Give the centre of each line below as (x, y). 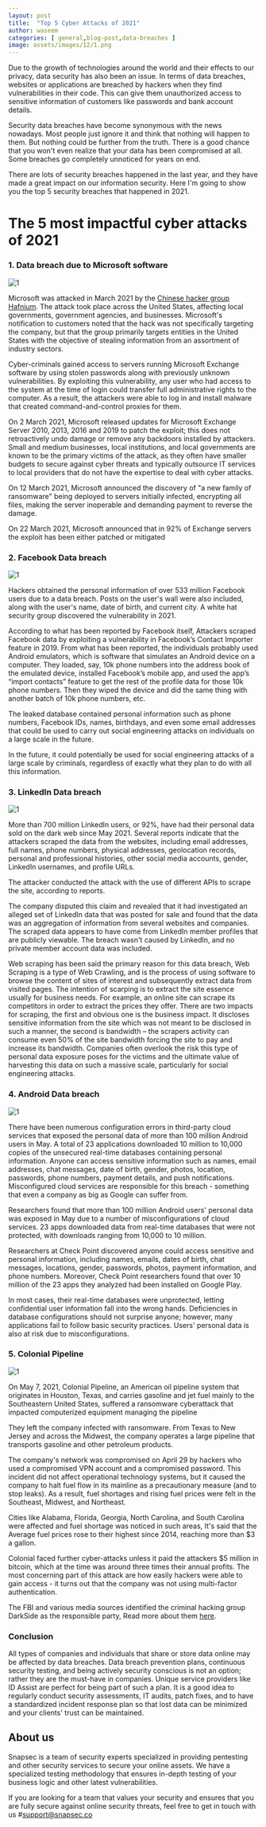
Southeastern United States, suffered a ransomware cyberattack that (121, 1403)
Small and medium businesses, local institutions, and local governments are (132, 447)
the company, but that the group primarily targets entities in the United (123, 331)
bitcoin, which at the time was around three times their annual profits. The (129, 1566)
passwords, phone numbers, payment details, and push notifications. (121, 1178)
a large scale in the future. (51, 739)
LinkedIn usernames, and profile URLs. (71, 867)
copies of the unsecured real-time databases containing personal (115, 1152)
